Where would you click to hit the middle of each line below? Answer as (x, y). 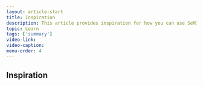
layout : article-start (35, 12)
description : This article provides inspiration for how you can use (96, 23)
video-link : (21, 40)
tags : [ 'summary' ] (29, 34)
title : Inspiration (31, 17)
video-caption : (25, 46)
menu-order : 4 (24, 51)
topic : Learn (23, 29)
